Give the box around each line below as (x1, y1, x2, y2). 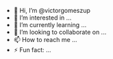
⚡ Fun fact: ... (13, 46, 51, 54)
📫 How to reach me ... (13, 36, 77, 43)
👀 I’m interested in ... (13, 14, 72, 22)
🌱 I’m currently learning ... (13, 21, 87, 28)
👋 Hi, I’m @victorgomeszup (13, 7, 91, 14)
